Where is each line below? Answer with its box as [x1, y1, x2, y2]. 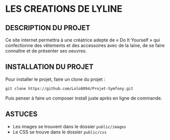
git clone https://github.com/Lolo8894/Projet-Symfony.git [5, 86, 134, 91]
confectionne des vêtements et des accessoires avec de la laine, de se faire [5, 42, 165, 49]
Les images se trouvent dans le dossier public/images [12, 123, 127, 129]
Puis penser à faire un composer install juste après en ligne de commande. [5, 95, 162, 101]
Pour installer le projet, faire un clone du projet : [5, 76, 106, 82]
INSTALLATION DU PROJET [5, 62, 94, 72]
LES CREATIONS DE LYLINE [5, 3, 123, 15]
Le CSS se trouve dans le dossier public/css [12, 129, 107, 135]
